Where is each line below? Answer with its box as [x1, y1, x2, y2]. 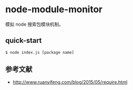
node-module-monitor [5, 4, 103, 15]
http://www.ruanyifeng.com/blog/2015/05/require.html [12, 79, 128, 85]
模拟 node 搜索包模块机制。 [5, 21, 64, 27]
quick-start [5, 36, 42, 45]
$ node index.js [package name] [5, 50, 74, 55]
